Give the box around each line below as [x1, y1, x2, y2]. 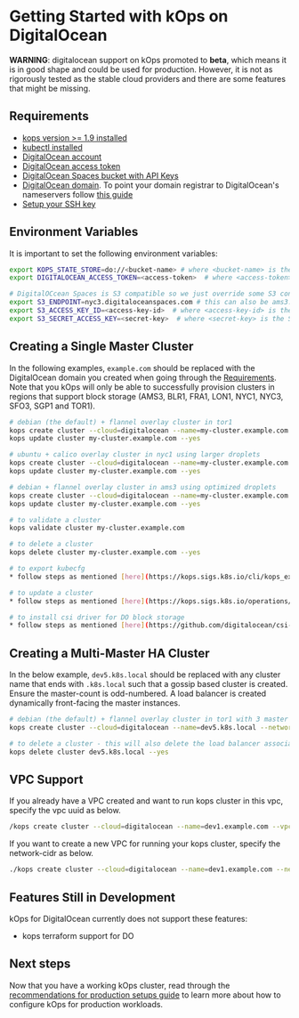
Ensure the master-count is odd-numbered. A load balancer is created [9, 688, 267, 699]
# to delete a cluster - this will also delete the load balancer [9, 739, 261, 748]
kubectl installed [21, 141, 83, 152]
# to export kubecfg [9, 564, 86, 573]
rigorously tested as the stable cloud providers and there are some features [9, 73, 287, 84]
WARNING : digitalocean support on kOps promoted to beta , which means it [9, 54, 287, 65]
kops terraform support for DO [21, 930, 134, 941]
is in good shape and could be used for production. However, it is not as [9, 64, 273, 75]
